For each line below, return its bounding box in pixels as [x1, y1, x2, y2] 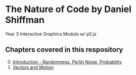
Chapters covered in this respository [5, 45, 123, 54]
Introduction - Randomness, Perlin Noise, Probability [12, 59, 122, 65]
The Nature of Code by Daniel [5, 4, 131, 15]
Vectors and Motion [12, 64, 54, 70]
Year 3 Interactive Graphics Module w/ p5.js [5, 31, 97, 37]
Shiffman [5, 14, 44, 26]
